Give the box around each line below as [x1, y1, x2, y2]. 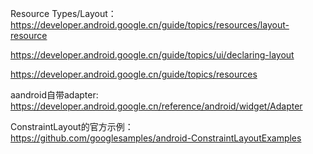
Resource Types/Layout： [10, 8, 117, 19]
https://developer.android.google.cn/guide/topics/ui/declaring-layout [10, 49, 295, 61]
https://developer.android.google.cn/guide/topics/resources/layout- [10, 19, 290, 31]
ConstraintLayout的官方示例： [10, 121, 134, 132]
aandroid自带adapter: [10, 89, 99, 101]
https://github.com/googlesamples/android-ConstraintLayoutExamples [10, 132, 302, 144]
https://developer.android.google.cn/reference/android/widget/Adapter [10, 100, 303, 112]
